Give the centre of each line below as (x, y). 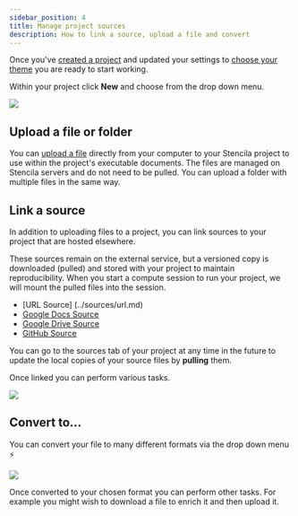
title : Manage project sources (68, 26)
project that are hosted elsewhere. (72, 241)
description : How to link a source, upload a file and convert (130, 34)
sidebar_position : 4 (48, 17)
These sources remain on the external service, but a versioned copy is (139, 258)
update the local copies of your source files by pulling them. (121, 360)
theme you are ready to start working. (79, 69)
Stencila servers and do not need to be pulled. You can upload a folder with (148, 172)
